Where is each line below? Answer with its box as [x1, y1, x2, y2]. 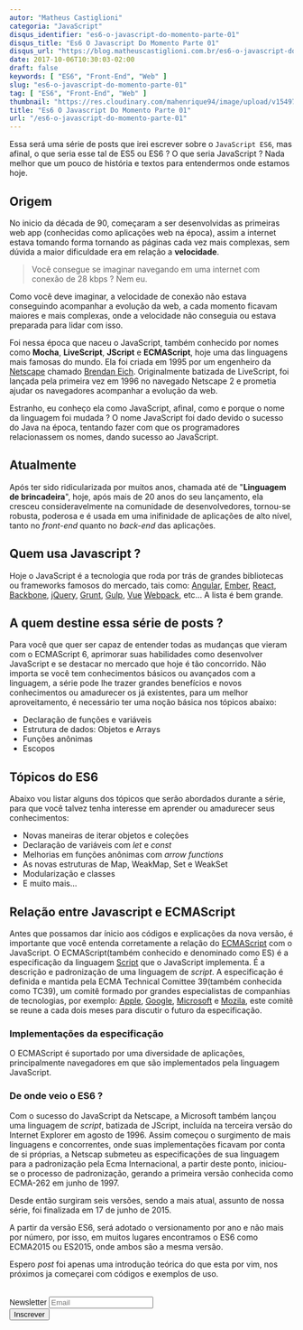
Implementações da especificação [9, 1027, 164, 1039]
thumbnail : [9, 97, 50, 107]
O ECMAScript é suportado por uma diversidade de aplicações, [9, 1048, 245, 1059]
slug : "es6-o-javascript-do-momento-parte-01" [9, 80, 188, 89]
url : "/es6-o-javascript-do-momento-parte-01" [9, 114, 188, 123]
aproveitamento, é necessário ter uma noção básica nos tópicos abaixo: [9, 697, 277, 708]
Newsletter [9, 1297, 48, 1307]
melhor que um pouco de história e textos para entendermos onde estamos [9, 158, 290, 169]
